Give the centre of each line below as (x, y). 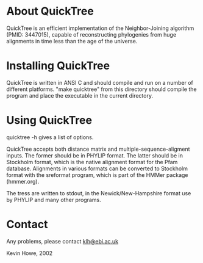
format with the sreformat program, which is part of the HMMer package (97, 175)
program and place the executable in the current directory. (80, 95)
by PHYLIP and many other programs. (54, 200)
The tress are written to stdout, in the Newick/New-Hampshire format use (99, 193)
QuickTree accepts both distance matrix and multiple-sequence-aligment (98, 149)
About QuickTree (50, 11)
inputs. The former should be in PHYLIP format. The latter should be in (94, 155)
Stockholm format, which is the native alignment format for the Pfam (92, 162)
